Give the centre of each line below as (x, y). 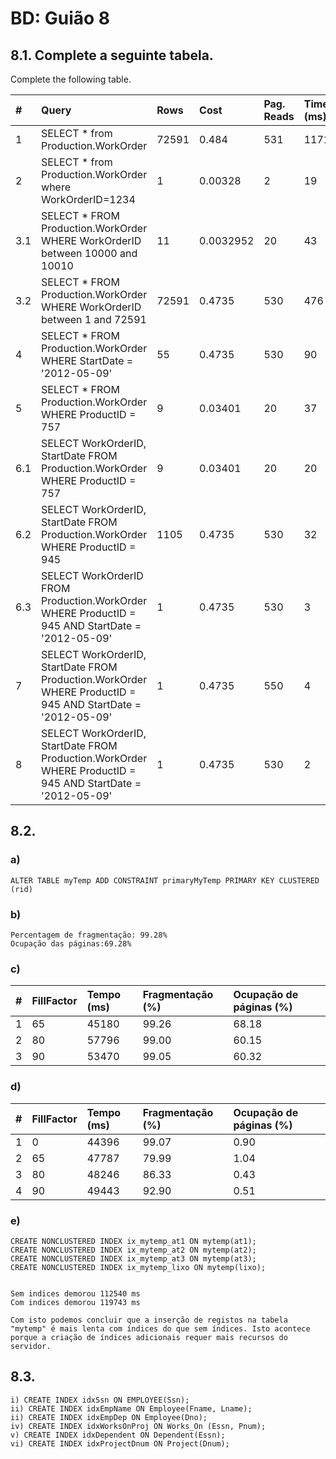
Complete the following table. (71, 79)
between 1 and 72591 (94, 319)
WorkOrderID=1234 (88, 199)
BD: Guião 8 (60, 18)
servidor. (31, 1346)
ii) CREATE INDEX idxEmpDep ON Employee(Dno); (109, 1417)
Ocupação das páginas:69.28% (71, 943)
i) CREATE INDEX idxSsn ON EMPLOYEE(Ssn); (100, 1400)
